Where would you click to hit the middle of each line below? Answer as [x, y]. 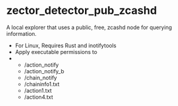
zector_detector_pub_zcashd [82, 11]
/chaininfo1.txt [42, 84]
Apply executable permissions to [56, 51]
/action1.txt [38, 90]
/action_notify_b [44, 71]
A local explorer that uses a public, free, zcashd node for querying [89, 27]
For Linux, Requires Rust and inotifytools [66, 45]
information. [22, 33]
